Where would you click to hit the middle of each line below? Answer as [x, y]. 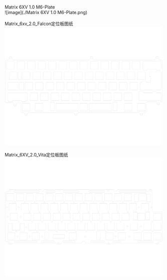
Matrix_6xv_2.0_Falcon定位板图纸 [39, 24]
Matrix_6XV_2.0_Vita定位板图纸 [36, 155]
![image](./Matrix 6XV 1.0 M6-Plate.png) [46, 12]
